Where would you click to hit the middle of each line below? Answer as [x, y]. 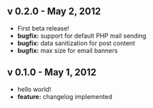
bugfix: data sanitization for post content [76, 43]
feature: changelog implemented [65, 96]
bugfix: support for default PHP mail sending [82, 36]
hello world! [34, 89]
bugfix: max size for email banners [67, 50]
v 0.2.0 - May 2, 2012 [54, 11]
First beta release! [43, 28]
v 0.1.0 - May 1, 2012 [52, 72]
